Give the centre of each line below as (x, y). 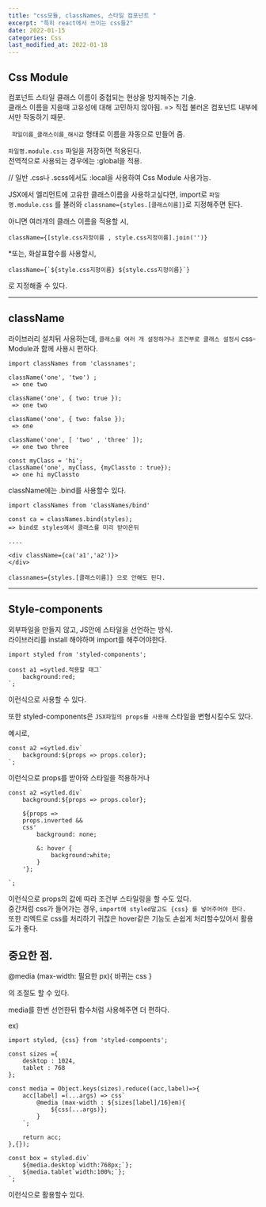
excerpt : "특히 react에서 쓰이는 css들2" (71, 23)
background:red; (49, 676)
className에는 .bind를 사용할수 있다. (67, 490)
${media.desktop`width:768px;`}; (78, 1165)
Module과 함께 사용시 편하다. (53, 348)
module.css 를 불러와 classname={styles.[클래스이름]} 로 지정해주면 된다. (130, 204)
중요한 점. (30, 955)
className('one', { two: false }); (67, 419)
